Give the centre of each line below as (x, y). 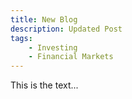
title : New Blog (44, 19)
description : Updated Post (66, 29)
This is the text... (44, 85)
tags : (21, 38)
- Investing (53, 47)
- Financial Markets (71, 57)
